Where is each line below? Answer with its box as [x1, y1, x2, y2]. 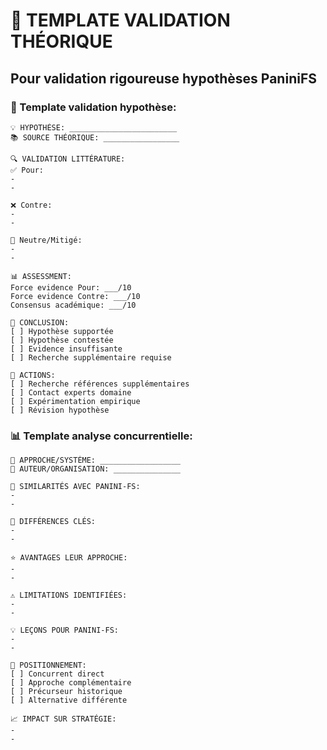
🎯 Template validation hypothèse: [10, 100, 177, 114]
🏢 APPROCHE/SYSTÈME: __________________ [10, 455, 182, 466]
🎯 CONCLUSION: [10, 317, 70, 328]
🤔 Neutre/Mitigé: [10, 235, 83, 245]
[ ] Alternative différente [10, 695, 128, 706]
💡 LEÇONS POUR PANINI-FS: [10, 625, 119, 636]
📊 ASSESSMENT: [10, 271, 72, 281]
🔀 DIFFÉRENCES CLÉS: [10, 517, 97, 527]
